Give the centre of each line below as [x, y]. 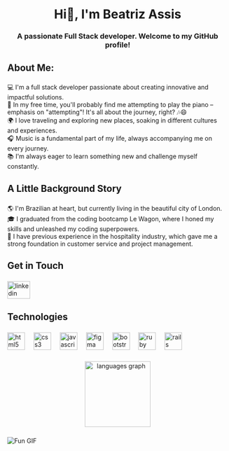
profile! [118, 45]
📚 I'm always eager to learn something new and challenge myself [103, 156]
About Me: [31, 68]
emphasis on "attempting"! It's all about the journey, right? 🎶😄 [97, 112]
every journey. [28, 148]
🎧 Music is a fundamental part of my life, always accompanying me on [110, 139]
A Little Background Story [64, 188]
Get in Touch [36, 266]
